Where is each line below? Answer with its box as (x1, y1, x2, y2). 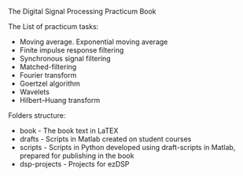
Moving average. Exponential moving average (19, 37, 168, 46)
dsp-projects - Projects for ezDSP (19, 159, 130, 168)
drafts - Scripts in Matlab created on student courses (19, 134, 192, 144)
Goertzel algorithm (19, 79, 81, 88)
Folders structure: (8, 111, 66, 120)
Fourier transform (19, 71, 77, 79)
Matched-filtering (19, 62, 77, 71)
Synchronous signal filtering (19, 54, 112, 63)
